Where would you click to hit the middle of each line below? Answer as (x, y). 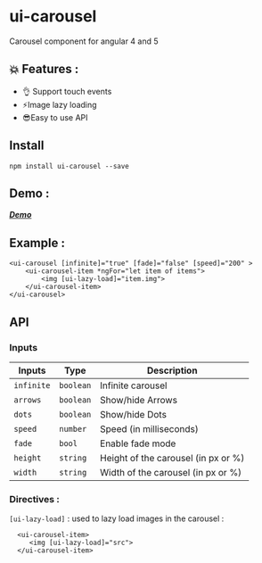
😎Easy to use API (55, 117)
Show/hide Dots (133, 414)
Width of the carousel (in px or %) (171, 472)
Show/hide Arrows (139, 400)
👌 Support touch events (67, 91)
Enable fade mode (138, 443)
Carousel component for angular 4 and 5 (84, 41)
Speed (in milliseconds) (149, 428)
